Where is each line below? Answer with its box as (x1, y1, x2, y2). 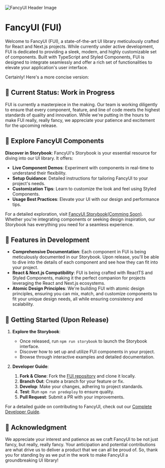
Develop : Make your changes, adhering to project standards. (19, 384, 144, 390)
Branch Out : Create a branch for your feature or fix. (19, 378, 125, 385)
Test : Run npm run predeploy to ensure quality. (19, 389, 114, 395)
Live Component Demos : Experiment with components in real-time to (12, 164, 154, 170)
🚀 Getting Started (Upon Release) (5, 315, 109, 324)
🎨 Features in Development (5, 235, 90, 244)
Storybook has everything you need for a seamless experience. (5, 221, 134, 227)
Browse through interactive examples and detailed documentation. (19, 354, 155, 360)
